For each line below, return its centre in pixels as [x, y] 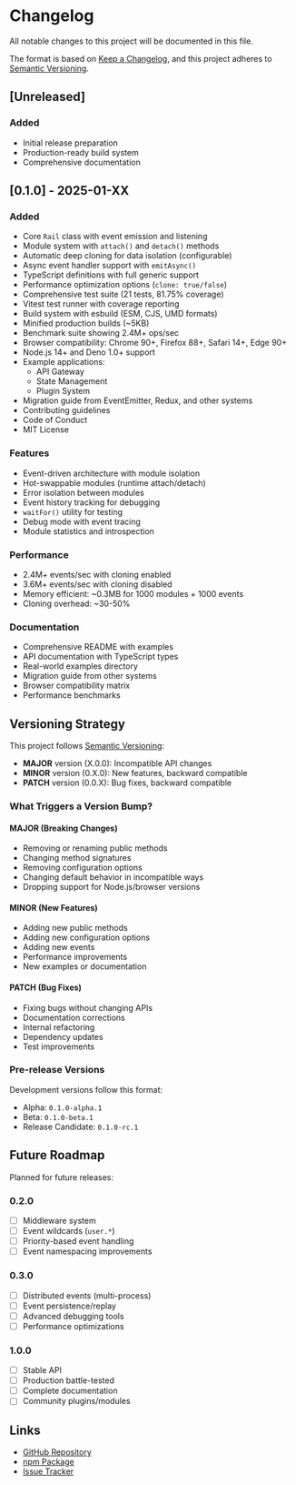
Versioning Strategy [67, 724]
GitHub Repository [57, 1452]
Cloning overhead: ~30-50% [76, 603]
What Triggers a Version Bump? [81, 806]
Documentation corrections [74, 1017]
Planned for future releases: [61, 1177]
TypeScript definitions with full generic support [111, 275]
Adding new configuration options [86, 937]
